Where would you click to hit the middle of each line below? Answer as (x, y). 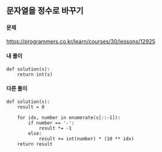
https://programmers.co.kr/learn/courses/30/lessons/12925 (81, 41)
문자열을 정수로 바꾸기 (45, 11)
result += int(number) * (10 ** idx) (86, 139)
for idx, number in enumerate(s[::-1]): (69, 117)
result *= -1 (55, 128)
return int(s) (35, 74)
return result (35, 144)
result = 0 (31, 107)
